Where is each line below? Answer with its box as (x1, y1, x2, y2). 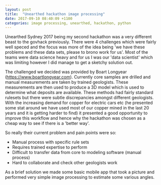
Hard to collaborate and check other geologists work (12, 160, 118, 166)
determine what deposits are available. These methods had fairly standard (5, 90, 154, 95)
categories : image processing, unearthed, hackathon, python (5, 20, 131, 26)
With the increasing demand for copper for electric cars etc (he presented (5, 100, 153, 106)
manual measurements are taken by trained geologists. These (5, 79, 129, 85)
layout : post (5, 7, 32, 12)
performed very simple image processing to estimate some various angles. (5, 174, 155, 180)
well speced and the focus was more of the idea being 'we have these (5, 44, 145, 50)
